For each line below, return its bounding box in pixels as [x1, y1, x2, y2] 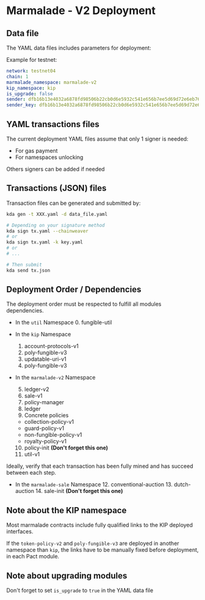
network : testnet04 [6, 68, 56, 74]
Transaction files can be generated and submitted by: [6, 199, 141, 207]
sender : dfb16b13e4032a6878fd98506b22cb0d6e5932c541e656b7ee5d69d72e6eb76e [6, 96, 203, 103]
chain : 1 [6, 73, 29, 80]
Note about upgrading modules [6, 570, 128, 581]
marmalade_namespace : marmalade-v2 [6, 79, 97, 86]
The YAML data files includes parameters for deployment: [6, 44, 151, 51]
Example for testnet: [6, 56, 57, 63]
